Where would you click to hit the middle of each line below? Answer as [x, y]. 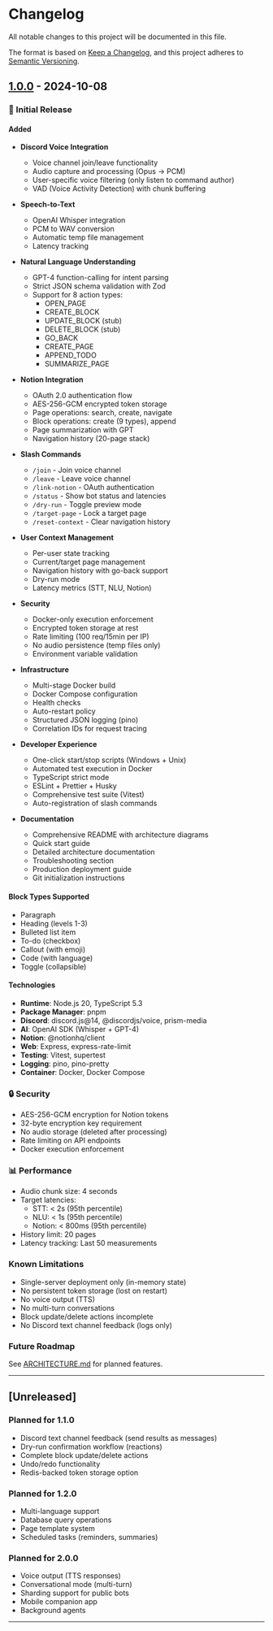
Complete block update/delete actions [84, 1455]
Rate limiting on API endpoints [70, 1141]
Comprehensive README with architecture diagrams [120, 835]
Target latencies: [48, 1200]
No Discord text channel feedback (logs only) [96, 1325]
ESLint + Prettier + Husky [75, 786]
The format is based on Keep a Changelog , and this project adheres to [126, 52]
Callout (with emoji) [53, 949]
